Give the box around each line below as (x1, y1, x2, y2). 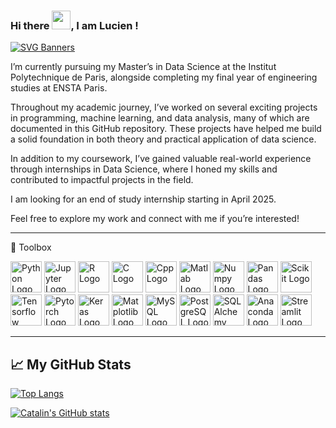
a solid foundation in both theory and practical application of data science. (10, 133, 317, 145)
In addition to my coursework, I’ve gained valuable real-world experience (10, 153, 312, 165)
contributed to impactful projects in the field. (10, 174, 194, 186)
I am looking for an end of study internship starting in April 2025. (10, 193, 277, 205)
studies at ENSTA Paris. (10, 82, 108, 94)
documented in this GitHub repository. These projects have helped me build (10, 123, 322, 135)
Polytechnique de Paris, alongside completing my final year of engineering (10, 71, 318, 84)
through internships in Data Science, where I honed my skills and (10, 163, 278, 175)
